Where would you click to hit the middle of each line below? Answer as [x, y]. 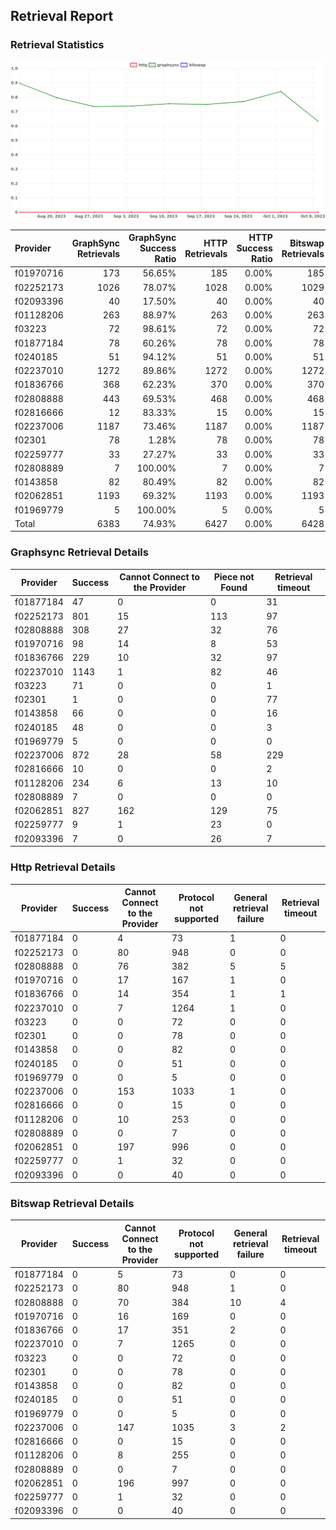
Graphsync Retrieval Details [79, 552]
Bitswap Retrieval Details [72, 1203]
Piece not [234, 577]
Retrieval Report [62, 16]
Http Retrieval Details [63, 867]
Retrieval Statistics [57, 45]
